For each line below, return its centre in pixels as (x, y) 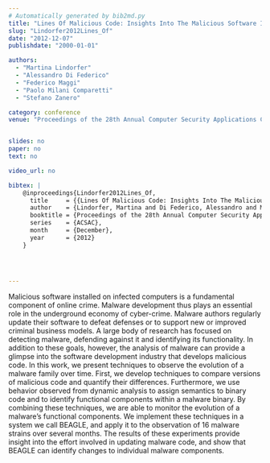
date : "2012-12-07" (41, 38)
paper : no (25, 149)
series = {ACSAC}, (66, 223)
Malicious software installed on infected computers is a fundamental (121, 296)
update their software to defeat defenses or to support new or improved (127, 322)
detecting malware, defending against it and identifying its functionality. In (131, 339)
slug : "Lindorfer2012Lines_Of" (61, 31)
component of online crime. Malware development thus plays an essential (131, 305)
